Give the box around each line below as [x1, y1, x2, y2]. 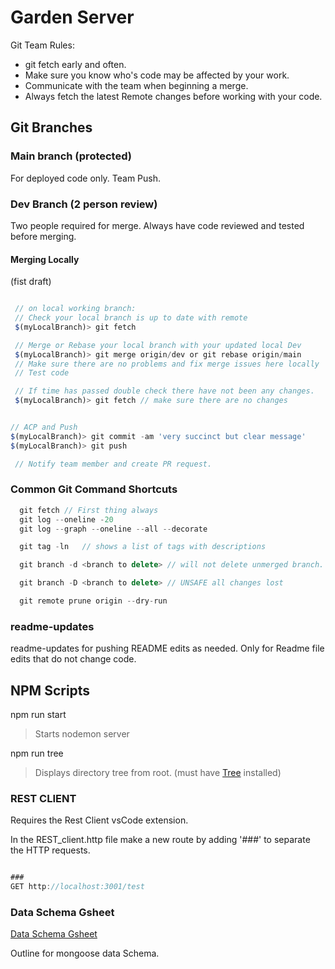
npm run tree [10, 747, 64, 760]
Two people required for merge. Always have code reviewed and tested [10, 219, 305, 231]
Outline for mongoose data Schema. [10, 947, 160, 960]
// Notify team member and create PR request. [14, 459, 213, 469]
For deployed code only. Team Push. [10, 172, 162, 184]
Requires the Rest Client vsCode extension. [10, 814, 189, 826]
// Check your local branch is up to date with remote [14, 313, 248, 323]
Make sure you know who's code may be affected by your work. [24, 69, 290, 81]
